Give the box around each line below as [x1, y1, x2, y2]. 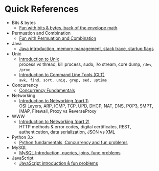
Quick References [4, 3, 79, 15]
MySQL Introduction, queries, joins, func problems [19, 149, 121, 155]
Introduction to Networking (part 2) [19, 119, 90, 124]
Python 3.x [11, 134, 34, 140]
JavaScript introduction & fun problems [19, 160, 98, 166]
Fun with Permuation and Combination [19, 35, 96, 41]
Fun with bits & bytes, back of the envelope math [19, 24, 118, 30]
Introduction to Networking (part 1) [19, 98, 89, 103]
